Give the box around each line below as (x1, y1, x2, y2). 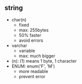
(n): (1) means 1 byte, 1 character (11, 58, 77, 64)
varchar (11, 42, 27, 48)
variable (18, 48, 35, 53)
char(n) (11, 17, 27, 22)
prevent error (18, 73, 46, 79)
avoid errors (18, 37, 43, 43)
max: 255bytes (18, 27, 49, 33)
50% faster (18, 32, 42, 38)
